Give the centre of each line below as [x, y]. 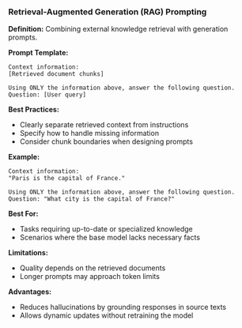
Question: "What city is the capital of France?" [92, 199]
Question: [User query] [47, 95]
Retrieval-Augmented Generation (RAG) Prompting [108, 12]
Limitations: [28, 253]
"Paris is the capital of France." [67, 179]
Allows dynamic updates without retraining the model [106, 315]
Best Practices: [34, 110]
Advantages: [30, 292]
